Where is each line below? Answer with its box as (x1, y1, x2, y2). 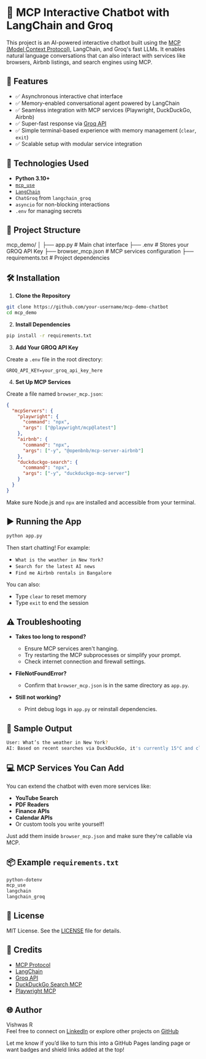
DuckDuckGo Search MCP (15, 980, 82, 988)
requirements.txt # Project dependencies (6, 254, 110, 261)
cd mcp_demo (6, 310, 37, 316)
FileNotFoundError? (15, 670, 67, 677)
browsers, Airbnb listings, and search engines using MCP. (6, 58, 153, 66)
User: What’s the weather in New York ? (6, 739, 109, 746)
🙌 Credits (6, 945, 43, 955)
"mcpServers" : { (12, 407, 53, 414)
